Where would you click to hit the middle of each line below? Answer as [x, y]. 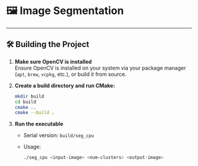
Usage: [32, 147]
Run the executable [39, 124]
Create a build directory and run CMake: [65, 85]
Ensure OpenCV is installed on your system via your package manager [100, 68]
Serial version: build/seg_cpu [59, 135]
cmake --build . [34, 113]
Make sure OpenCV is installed [53, 61]
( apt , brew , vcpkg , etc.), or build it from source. [70, 74]
